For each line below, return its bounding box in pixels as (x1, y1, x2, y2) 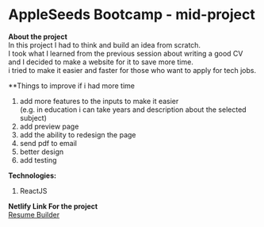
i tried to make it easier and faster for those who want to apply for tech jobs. (8, 65, 256, 75)
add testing (19, 155, 57, 164)
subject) (19, 113, 48, 122)
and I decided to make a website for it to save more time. (8, 57, 194, 67)
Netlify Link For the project (8, 201, 98, 211)
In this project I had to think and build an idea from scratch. (8, 40, 201, 49)
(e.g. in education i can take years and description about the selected (19, 105, 247, 114)
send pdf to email (19, 138, 78, 148)
